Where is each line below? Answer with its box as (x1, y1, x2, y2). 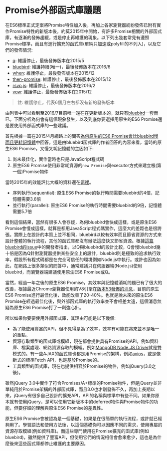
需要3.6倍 (21, 196, 41, 202)
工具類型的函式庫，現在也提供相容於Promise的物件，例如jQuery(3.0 (12, 363, 152, 369)
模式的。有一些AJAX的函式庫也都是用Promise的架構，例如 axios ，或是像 (12, 350, 161, 357)
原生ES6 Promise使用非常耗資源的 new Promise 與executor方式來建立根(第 (12, 162, 162, 168)
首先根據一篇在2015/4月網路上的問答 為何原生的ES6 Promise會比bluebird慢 (5, 133, 159, 139)
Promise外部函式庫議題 (5, 4, 101, 16)
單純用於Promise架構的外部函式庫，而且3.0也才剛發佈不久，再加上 (5, 386, 142, 392)
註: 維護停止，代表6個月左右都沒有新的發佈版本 (17, 99, 115, 105)
